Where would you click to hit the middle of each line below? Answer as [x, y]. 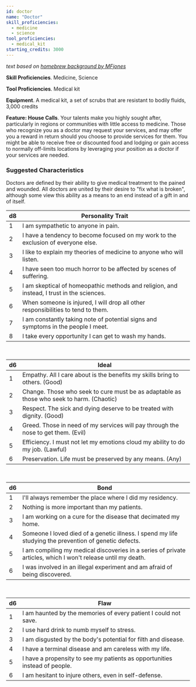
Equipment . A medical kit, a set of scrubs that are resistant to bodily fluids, [96, 100]
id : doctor [19, 11]
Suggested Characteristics [45, 170]
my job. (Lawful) [45, 450]
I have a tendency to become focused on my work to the [99, 236]
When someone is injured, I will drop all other [84, 303]
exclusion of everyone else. [60, 243]
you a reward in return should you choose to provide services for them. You [97, 136]
